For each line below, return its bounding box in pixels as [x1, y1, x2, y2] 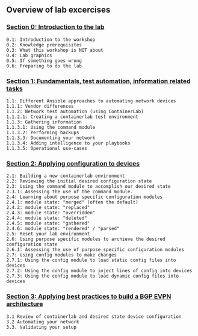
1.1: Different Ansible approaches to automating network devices [6, 98, 176, 104]
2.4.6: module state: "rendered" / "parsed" [6, 226, 120, 232]
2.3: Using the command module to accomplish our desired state [6, 184, 171, 190]
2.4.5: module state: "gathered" [6, 220, 90, 226]
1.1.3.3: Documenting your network [6, 135, 96, 141]
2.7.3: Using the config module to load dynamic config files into [6, 273, 179, 279]
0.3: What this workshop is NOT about [6, 47, 104, 53]
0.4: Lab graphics [6, 52, 52, 58]
